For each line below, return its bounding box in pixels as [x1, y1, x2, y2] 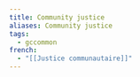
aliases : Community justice [9, 21, 113, 30]
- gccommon [17, 37, 58, 47]
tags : [9, 29, 29, 38]
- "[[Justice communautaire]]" [17, 54, 133, 63]
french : [9, 46, 38, 55]
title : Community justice [9, 12, 105, 22]
